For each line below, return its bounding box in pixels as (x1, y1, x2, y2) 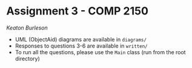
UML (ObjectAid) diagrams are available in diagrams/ (15, 36, 147, 43)
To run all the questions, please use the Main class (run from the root (15, 48, 186, 55)
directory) (15, 55, 41, 62)
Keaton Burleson (6, 24, 48, 31)
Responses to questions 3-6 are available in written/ (15, 42, 148, 49)
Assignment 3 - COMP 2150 (6, 4, 148, 18)
